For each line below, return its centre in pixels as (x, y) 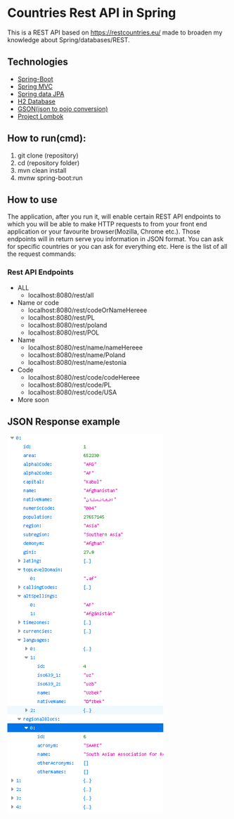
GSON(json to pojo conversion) (63, 109)
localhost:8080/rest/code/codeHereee (84, 377)
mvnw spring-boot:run (50, 178)
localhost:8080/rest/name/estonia (77, 362)
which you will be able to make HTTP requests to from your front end (107, 224)
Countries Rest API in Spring (92, 13)
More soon (33, 399)
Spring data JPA (41, 93)
